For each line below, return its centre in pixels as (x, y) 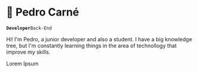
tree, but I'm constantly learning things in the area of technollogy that (92, 45)
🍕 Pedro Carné (43, 12)
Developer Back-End (29, 28)
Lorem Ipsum (22, 63)
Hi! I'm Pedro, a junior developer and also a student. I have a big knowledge (99, 39)
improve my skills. (28, 52)
